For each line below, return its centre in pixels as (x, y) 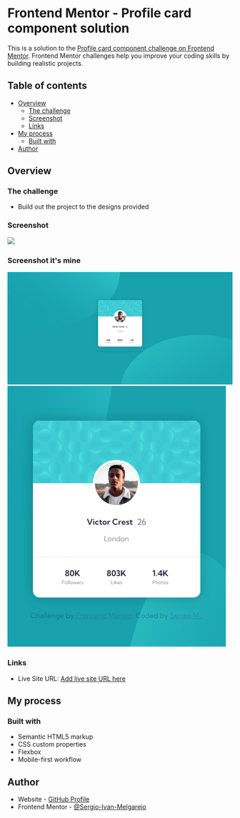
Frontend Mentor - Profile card (99, 13)
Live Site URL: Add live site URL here (72, 678)
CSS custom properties (52, 744)
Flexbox (29, 752)
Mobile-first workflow (50, 759)
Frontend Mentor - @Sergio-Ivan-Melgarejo (82, 807)
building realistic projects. (45, 63)
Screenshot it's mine (44, 260)
